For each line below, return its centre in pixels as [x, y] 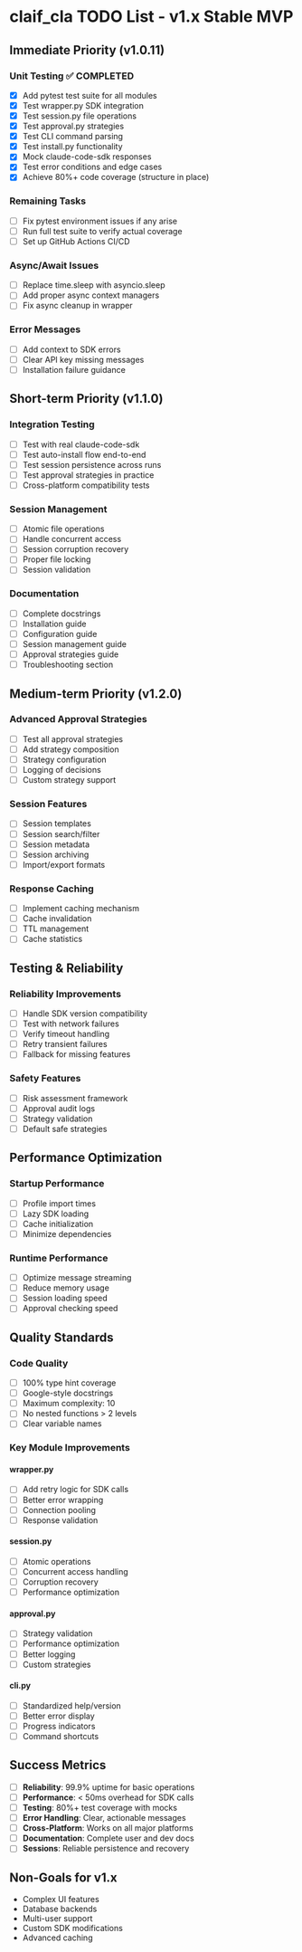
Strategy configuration [64, 759]
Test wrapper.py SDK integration [83, 105]
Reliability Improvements [66, 994]
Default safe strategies [65, 1128]
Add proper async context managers [91, 295]
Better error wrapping [63, 1500]
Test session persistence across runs [92, 464]
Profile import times [59, 1203]
